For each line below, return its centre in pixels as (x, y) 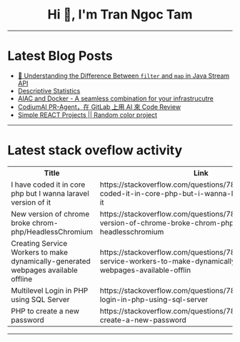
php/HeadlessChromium (52, 232)
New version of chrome (50, 214)
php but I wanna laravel (50, 193)
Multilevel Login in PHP (50, 290)
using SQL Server (40, 299)
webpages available (45, 270)
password (27, 320)
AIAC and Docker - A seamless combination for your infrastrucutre (116, 98)
